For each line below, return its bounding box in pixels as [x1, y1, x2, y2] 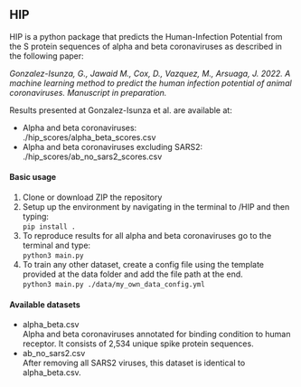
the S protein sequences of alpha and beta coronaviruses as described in [9, 41, 283, 52]
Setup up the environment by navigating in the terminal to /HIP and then [22, 202, 290, 212]
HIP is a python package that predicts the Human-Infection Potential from [9, 31, 283, 42]
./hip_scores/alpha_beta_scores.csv [22, 131, 156, 143]
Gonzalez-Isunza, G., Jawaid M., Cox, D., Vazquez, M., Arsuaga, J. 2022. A [9, 68, 291, 79]
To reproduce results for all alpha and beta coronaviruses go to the [22, 231, 272, 241]
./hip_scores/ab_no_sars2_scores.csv [22, 151, 163, 162]
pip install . [22, 222, 76, 231]
